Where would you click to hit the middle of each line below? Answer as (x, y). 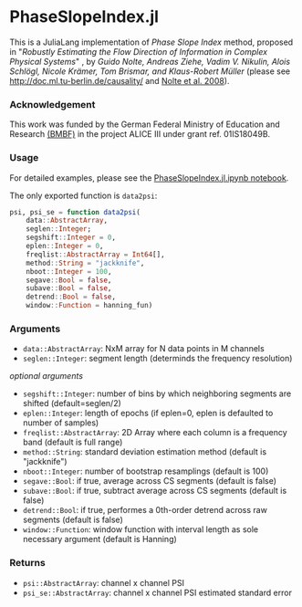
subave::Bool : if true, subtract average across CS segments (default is (155, 491)
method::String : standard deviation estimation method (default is (145, 452)
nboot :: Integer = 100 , (69, 271)
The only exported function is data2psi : (83, 195)
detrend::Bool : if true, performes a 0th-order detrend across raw (145, 510)
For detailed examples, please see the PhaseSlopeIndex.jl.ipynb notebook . (149, 178)
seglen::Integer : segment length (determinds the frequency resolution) (157, 359)
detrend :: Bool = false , (71, 297)
